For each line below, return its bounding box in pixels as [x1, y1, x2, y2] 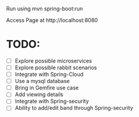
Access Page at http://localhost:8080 [6, 17, 98, 23]
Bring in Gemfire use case [14, 84, 79, 91]
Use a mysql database [14, 78, 70, 85]
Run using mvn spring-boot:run [6, 5, 84, 12]
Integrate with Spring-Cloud [14, 71, 84, 78]
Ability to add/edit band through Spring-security [14, 104, 134, 112]
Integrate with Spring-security [14, 98, 89, 105]
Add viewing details [14, 91, 64, 98]
